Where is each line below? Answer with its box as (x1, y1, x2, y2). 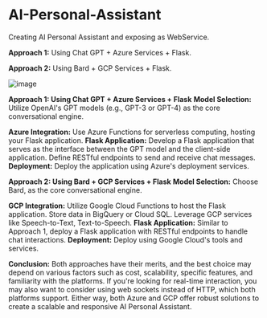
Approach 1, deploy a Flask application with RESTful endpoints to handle (8, 226, 248, 236)
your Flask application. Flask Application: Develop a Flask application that (8, 135, 255, 145)
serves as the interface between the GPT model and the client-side (8, 144, 231, 153)
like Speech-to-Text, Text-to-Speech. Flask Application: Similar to (8, 218, 228, 227)
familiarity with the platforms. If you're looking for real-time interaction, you (8, 275, 257, 286)
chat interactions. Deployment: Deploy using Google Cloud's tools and (8, 234, 243, 244)
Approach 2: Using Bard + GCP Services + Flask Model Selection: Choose (8, 177, 259, 186)
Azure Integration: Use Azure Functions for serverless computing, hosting (8, 127, 256, 137)
